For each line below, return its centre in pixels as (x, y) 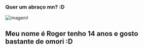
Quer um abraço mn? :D (35, 7)
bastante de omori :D (39, 41)
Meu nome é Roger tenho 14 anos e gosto (72, 33)
